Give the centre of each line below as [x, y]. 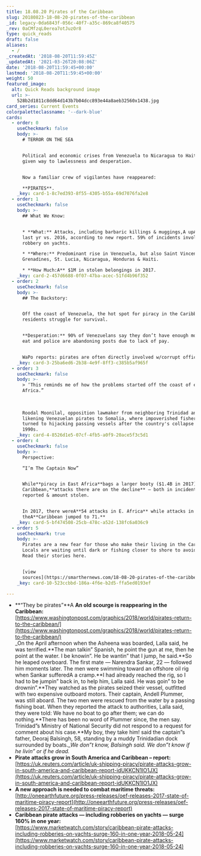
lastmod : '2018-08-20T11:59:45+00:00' [54, 73]
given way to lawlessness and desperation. [77, 161]
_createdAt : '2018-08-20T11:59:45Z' [52, 56]
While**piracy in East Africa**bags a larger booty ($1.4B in [101, 484]
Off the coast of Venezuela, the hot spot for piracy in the [100, 314]
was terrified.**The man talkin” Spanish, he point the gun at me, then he [104, 650]
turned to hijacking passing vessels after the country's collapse [108, 424]
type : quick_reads [29, 34]
